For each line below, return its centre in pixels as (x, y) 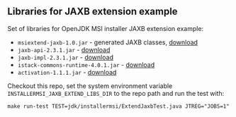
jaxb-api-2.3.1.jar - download (64, 49)
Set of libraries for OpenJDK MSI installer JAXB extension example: (106, 28)
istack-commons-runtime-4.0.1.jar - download (86, 64)
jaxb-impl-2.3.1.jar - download (65, 57)
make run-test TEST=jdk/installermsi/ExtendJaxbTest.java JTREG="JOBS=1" (119, 106)
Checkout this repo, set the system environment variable (90, 86)
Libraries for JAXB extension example (93, 12)
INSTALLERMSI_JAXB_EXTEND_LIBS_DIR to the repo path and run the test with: (116, 93)
